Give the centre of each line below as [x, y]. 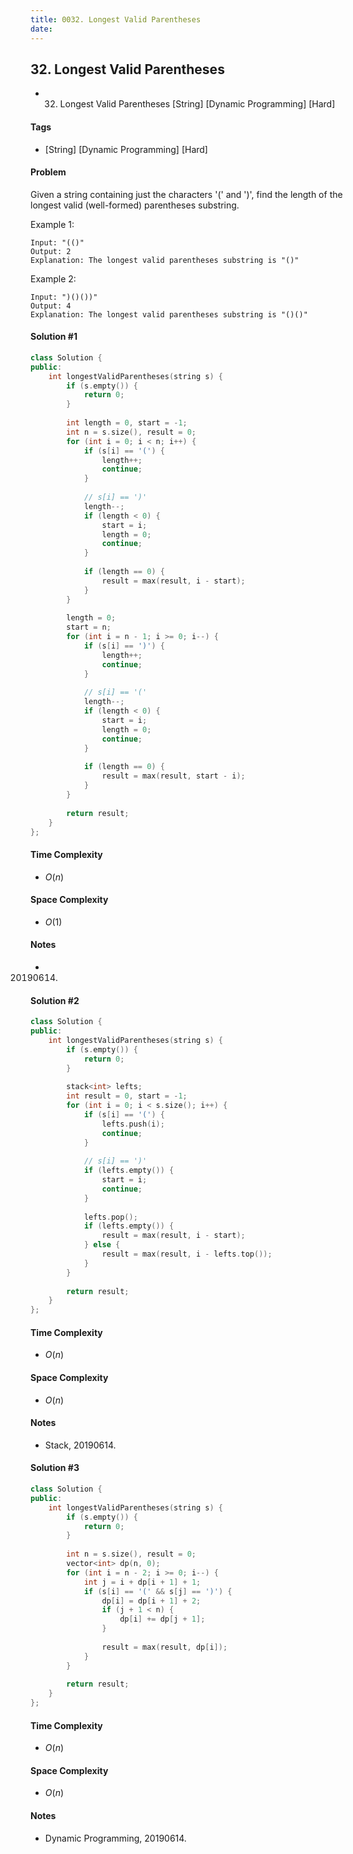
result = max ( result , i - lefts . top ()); [187, 1254]
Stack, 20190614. [80, 1445]
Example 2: [53, 278]
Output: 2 [51, 251]
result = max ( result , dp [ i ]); [164, 1647]
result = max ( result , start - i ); [173, 776]
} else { [102, 1245]
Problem [48, 172]
